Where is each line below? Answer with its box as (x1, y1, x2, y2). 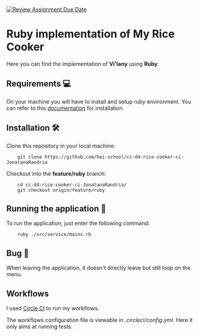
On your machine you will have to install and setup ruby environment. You (6, 98, 191, 105)
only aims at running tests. (6, 323, 73, 330)
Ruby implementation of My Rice (6, 27, 175, 41)
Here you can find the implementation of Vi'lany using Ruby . (6, 60, 160, 67)
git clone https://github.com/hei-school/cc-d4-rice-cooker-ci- (17, 154, 184, 160)
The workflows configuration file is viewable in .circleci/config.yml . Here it (6, 316, 193, 323)
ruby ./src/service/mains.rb (17, 232, 92, 238)
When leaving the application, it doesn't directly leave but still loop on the (6, 264, 191, 271)
